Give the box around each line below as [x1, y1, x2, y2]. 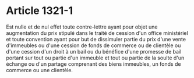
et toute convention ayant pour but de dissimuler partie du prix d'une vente [6, 36, 186, 42]
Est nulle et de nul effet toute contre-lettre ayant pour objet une [6, 23, 158, 30]
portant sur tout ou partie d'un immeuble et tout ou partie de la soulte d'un [6, 54, 185, 61]
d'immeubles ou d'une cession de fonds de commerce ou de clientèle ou [6, 42, 181, 49]
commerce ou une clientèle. [6, 66, 73, 73]
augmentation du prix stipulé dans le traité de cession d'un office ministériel [6, 29, 188, 36]
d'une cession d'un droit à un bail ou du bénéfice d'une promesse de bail [6, 48, 182, 55]
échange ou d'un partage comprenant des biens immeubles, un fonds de [6, 60, 181, 68]
